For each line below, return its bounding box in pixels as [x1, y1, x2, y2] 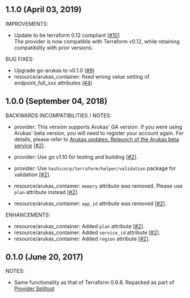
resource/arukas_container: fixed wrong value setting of [13, 73, 150, 80]
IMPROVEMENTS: [5, 20, 49, 27]
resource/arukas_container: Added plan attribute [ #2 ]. [13, 222, 145, 229]
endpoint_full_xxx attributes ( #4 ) [13, 79, 93, 86]
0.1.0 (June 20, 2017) [5, 252, 83, 262]
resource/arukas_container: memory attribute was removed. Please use [13, 182, 183, 189]
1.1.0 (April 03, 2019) [5, 5, 82, 15]
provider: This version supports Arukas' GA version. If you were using [13, 123, 182, 130]
